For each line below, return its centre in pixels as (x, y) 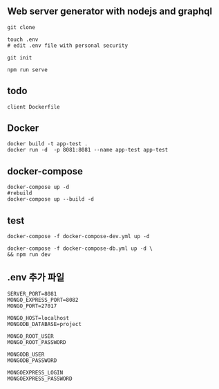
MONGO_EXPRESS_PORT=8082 (43, 300)
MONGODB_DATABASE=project (44, 324)
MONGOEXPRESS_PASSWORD (40, 379)
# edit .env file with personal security (68, 45)
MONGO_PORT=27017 (32, 306)
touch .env (23, 39)
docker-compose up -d (38, 187)
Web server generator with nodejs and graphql (110, 11)
